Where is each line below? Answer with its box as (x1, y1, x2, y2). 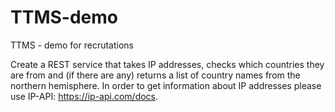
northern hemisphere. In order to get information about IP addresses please (10, 79, 322, 91)
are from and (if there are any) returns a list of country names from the (10, 69, 301, 81)
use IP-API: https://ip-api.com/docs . (10, 90, 159, 102)
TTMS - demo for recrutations (10, 39, 135, 51)
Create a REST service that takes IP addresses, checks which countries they (10, 58, 325, 70)
